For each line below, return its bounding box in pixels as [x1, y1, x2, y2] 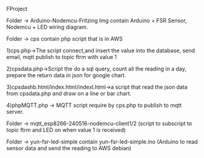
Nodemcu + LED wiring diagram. [6, 24, 88, 30]
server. [6, 108, 24, 115]
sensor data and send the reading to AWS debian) [6, 145, 132, 151]
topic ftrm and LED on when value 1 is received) [6, 126, 126, 133]
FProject [6, 5, 27, 12]
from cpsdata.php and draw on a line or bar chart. [6, 90, 132, 97]
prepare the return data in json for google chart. [6, 72, 127, 78]
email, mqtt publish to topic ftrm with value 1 [6, 53, 118, 60]
